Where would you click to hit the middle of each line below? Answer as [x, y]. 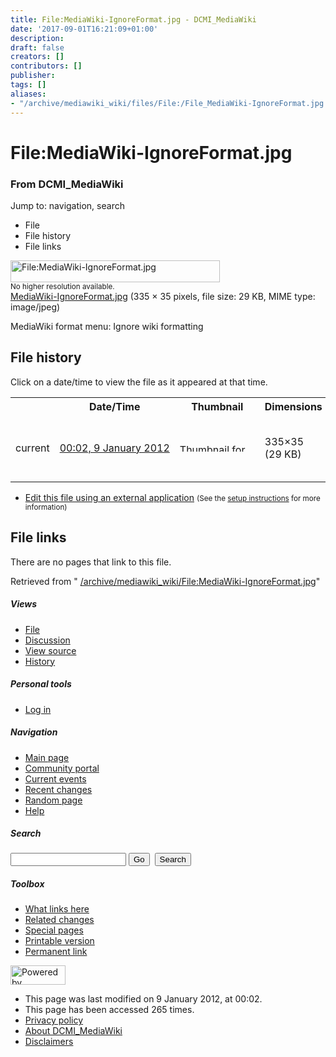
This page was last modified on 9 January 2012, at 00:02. [143, 999]
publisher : [33, 76]
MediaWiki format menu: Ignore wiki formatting [107, 326]
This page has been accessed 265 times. [109, 1010]
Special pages [54, 930]
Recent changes [58, 789]
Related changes [59, 920]
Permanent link [56, 952]
